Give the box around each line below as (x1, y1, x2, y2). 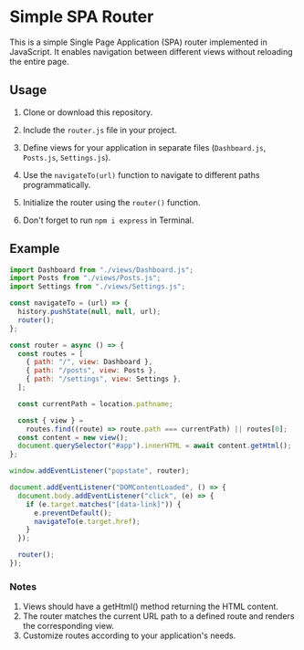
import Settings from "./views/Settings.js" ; (9, 282, 185, 291)
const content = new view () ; (17, 433, 129, 442)
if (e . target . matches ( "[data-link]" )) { (26, 499, 182, 508)
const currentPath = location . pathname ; (17, 399, 173, 408)
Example (9, 241, 60, 257)
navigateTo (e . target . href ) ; (33, 517, 142, 526)
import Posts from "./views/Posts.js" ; (9, 274, 162, 283)
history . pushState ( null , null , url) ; (17, 308, 162, 317)
